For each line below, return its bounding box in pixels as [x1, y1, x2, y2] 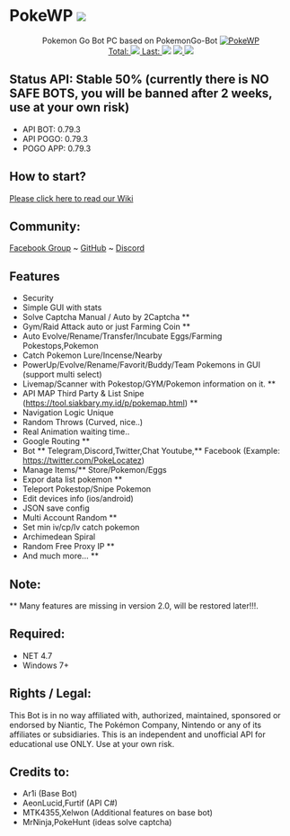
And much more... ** [22, 550, 99, 562]
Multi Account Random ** [22, 512, 118, 523]
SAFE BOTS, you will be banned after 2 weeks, [9, 86, 273, 102]
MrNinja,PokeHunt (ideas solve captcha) [22, 817, 172, 828]
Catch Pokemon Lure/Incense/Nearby [22, 350, 163, 360]
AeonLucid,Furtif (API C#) [22, 797, 119, 809]
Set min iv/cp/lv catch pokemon [22, 522, 140, 533]
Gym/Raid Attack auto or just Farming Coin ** [22, 321, 191, 333]
